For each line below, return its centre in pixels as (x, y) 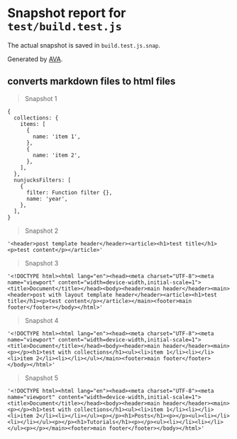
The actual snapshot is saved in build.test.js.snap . (84, 45)
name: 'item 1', (57, 137)
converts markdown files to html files (92, 81)
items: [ (33, 124)
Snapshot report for (67, 13)
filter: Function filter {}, (69, 192)
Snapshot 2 (42, 231)
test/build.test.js (65, 27)
